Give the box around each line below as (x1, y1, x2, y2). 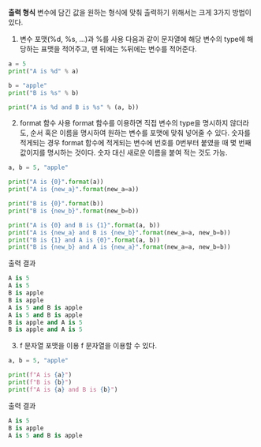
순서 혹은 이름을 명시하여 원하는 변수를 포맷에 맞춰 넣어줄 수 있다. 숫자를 (30, 128, 251, 137)
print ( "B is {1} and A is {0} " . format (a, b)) (8, 236, 160, 244)
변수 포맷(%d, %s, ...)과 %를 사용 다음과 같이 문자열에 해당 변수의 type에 (19, 35, 246, 43)
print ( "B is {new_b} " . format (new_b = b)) (8, 207, 140, 215)
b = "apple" (8, 81, 47, 89)
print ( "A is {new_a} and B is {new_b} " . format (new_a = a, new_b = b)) (8, 228, 231, 236)
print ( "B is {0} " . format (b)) (8, 200, 104, 208)
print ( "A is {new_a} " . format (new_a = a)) (8, 186, 140, 193)
